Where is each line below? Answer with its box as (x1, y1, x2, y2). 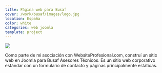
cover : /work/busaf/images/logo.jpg (5, 12, 80, 17)
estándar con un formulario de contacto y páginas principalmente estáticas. (5, 63, 158, 68)
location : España (5, 16, 40, 21)
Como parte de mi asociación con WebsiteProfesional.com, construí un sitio (5, 52, 158, 58)
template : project (5, 30, 42, 35)
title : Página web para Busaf (5, 7, 67, 12)
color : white (5, 20, 32, 26)
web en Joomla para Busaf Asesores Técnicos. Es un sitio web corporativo (5, 57, 156, 63)
